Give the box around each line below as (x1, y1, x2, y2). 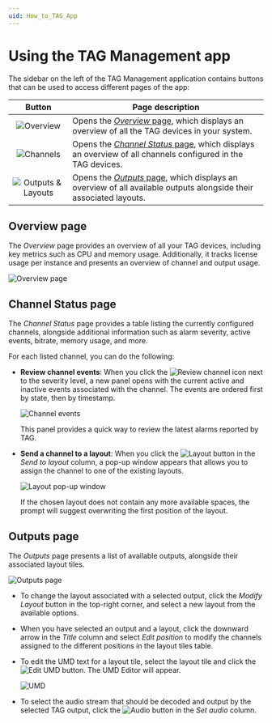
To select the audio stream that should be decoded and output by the (19, 697, 252, 706)
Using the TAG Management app (8, 46, 231, 65)
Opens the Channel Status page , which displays (72, 138, 255, 150)
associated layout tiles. (8, 559, 85, 569)
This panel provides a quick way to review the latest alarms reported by (19, 424, 259, 434)
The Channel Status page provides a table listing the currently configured (8, 319, 254, 329)
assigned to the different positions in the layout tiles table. (19, 641, 214, 650)
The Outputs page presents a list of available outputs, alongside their (8, 551, 239, 560)
